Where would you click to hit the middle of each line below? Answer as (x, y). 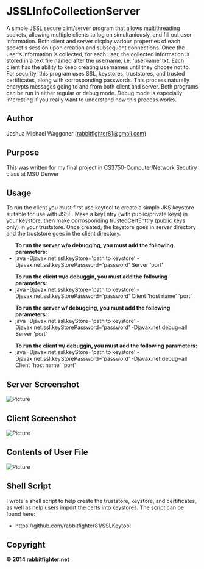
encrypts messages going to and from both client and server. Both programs (102, 86)
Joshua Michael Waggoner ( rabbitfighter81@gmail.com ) (76, 133)
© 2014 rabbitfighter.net (38, 559)
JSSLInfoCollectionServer (73, 11)
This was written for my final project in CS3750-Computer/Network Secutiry (102, 167)
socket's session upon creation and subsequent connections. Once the (96, 48)
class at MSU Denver (33, 174)
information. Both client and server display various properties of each (93, 41)
